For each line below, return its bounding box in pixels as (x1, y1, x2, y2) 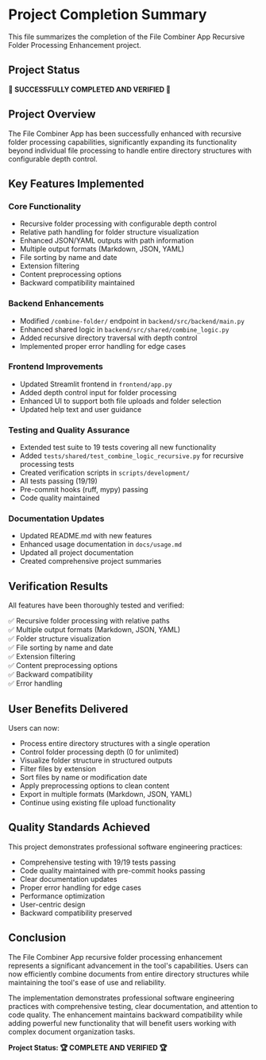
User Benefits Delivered (8, 702, 129, 716)
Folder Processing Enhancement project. (8, 40, 141, 49)
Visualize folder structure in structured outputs (19, 755, 173, 765)
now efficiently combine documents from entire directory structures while (8, 969, 249, 979)
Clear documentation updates (19, 874, 118, 883)
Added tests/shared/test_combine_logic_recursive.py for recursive (19, 451, 244, 460)
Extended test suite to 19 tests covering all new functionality (19, 443, 217, 452)
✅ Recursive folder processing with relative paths (8, 616, 170, 626)
